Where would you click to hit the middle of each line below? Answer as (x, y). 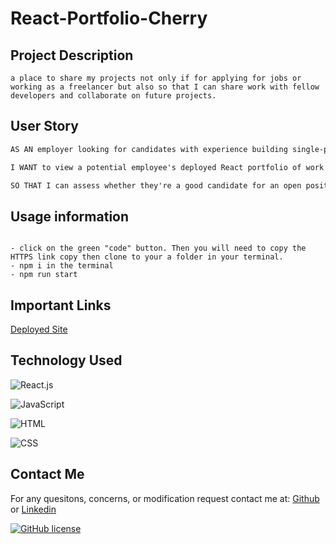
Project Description (72, 55)
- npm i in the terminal (62, 266)
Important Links (61, 305)
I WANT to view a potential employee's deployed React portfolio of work (167, 167)
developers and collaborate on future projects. (113, 96)
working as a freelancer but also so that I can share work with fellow (165, 87)
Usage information (70, 216)
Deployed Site (39, 329)
